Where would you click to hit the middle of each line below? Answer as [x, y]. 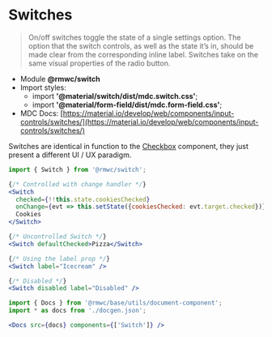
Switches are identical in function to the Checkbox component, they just [129, 146]
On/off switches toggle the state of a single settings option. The [134, 37]
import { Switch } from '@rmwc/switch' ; [78, 169]
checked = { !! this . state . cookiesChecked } [83, 199]
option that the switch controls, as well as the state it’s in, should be [141, 45]
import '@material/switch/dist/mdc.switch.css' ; [115, 96]
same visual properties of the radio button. [99, 63]
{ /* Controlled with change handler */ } [78, 184]
